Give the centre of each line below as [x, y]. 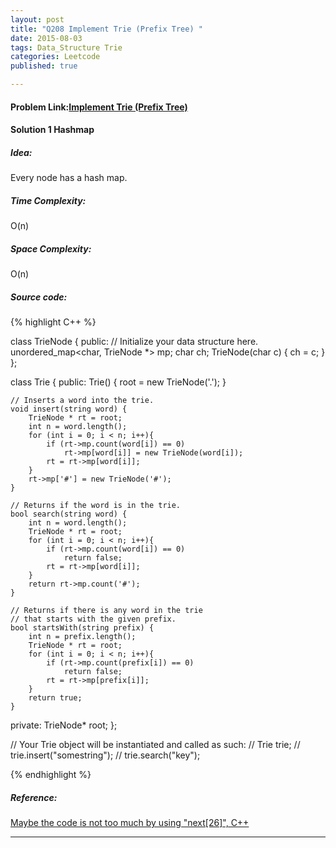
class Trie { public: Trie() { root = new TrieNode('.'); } [118, 382]
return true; [55, 698]
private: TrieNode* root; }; [64, 725]
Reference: [34, 797]
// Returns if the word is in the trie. [96, 506]
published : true [44, 66]
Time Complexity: [48, 200]
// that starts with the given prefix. [93, 619]
